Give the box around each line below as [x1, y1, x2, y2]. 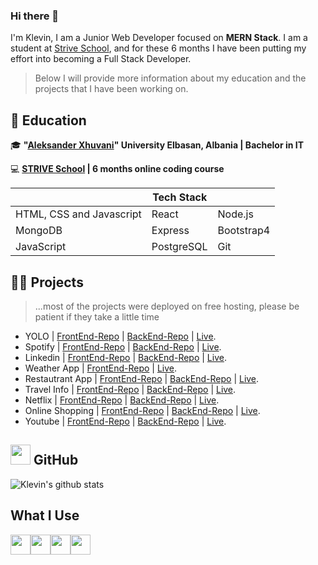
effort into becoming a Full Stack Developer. [10, 53, 192, 65]
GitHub [33, 452, 79, 469]
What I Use [10, 507, 80, 524]
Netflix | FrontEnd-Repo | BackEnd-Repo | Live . [24, 394, 220, 406]
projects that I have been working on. [34, 83, 189, 95]
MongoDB [15, 224, 63, 238]
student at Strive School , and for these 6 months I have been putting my [10, 42, 307, 54]
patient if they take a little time [34, 310, 160, 323]
